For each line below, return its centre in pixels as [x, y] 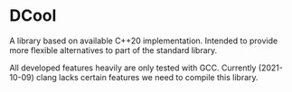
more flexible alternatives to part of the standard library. [113, 50]
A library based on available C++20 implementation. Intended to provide [144, 41]
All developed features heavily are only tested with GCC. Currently [133, 68]
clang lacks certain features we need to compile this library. [147, 77]
